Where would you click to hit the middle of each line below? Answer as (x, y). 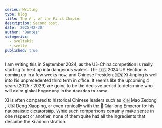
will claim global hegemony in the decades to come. (57, 91)
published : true (21, 50)
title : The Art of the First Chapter (43, 18)
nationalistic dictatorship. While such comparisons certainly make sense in (80, 111)
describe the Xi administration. (36, 121)
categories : (17, 37)
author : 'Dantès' (23, 32)
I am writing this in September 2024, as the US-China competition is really (79, 64)
